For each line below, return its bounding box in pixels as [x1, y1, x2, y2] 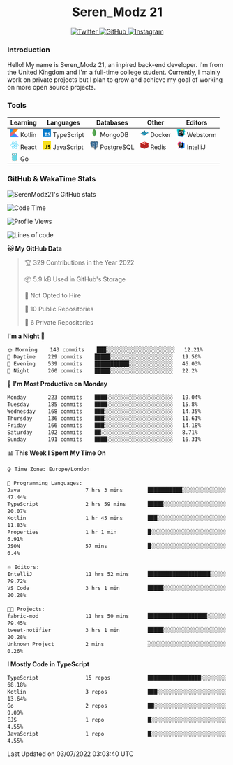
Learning [10, 118, 37, 127]
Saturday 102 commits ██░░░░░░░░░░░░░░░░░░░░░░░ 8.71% [7, 428, 198, 436]
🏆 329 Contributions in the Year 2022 [24, 258, 135, 267]
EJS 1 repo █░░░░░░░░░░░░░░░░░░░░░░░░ [7, 716, 227, 723]
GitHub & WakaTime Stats [7, 174, 96, 184]
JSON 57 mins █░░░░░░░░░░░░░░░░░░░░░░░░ [7, 542, 227, 549]
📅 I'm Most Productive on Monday [7, 379, 108, 388]
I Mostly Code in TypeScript [7, 659, 89, 668]
